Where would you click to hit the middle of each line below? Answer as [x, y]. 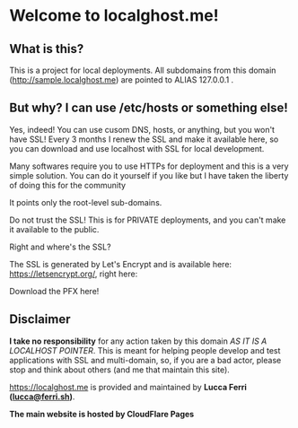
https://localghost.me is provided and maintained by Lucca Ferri [128, 387]
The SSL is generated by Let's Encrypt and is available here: [120, 264]
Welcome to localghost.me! [114, 16]
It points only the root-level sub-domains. [86, 202]
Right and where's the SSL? [60, 247]
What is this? [47, 49]
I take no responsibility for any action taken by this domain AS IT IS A [138, 341]
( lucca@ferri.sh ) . [42, 397]
